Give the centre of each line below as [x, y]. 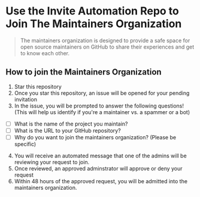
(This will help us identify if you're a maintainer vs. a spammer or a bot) [102, 112]
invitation [25, 99]
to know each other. [45, 53]
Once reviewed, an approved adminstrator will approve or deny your [99, 168]
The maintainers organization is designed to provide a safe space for [105, 40]
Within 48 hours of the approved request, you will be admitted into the [101, 181]
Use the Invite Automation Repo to [92, 11]
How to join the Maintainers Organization [84, 72]
